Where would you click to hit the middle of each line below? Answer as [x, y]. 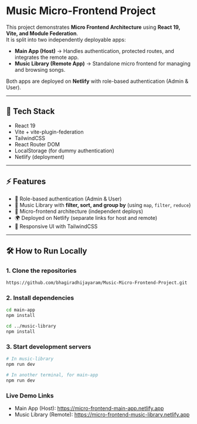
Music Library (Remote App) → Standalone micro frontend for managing [102, 64]
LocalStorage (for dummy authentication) [64, 151]
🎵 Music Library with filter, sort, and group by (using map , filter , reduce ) [103, 205]
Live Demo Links [30, 395]
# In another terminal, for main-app [52, 375]
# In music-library [30, 359]
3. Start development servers [49, 346]
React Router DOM [37, 144]
